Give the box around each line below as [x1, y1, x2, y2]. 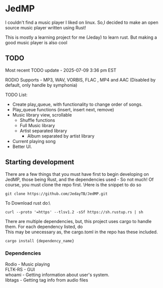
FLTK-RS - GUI [5, 266, 35, 272]
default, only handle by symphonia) [5, 82, 78, 88]
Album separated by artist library [27, 133, 95, 139]
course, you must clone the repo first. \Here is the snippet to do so [5, 182, 142, 188]
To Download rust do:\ [5, 200, 51, 206]
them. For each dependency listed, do [5, 223, 83, 229]
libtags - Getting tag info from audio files [5, 277, 88, 283]
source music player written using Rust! [5, 24, 86, 30]
